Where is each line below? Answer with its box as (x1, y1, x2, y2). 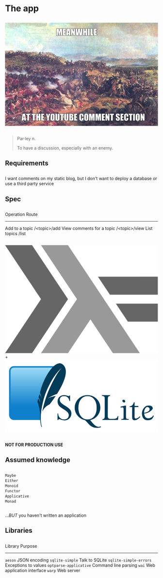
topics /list (5, 231, 26, 237)
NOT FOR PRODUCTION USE (5, 442, 63, 447)
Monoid (5, 484, 18, 488)
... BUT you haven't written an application (5, 512, 86, 518)
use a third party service (5, 181, 54, 186)
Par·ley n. (16, 135, 36, 141)
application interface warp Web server (5, 567, 81, 573)
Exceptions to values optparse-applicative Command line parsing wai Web (5, 562, 155, 568)
